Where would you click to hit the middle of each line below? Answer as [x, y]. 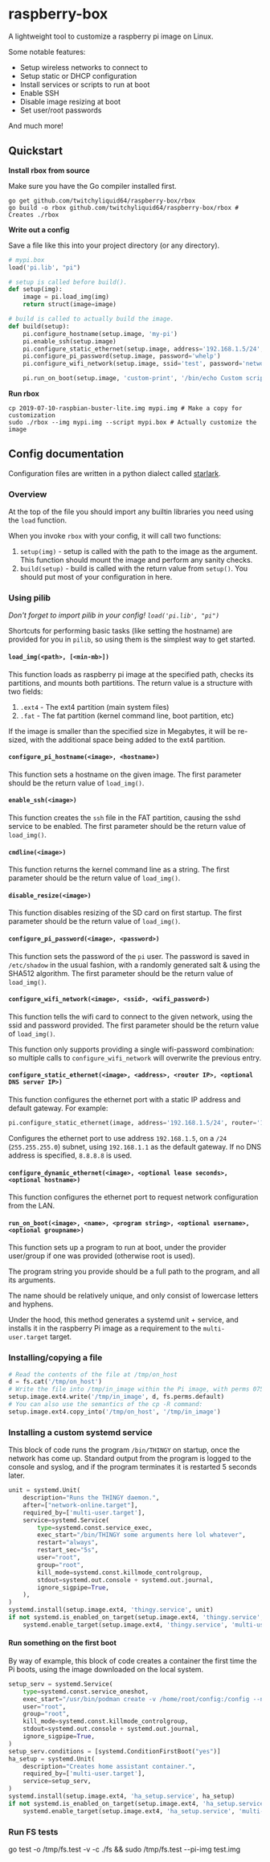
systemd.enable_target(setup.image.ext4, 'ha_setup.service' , [129, 1811]
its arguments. [32, 1280]
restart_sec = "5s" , [68, 1550]
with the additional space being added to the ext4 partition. [128, 740]
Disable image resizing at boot [70, 101]
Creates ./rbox [34, 215]
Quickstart [36, 151]
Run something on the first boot [62, 1643]
